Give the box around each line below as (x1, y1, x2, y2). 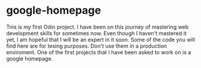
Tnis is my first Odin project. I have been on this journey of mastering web (6, 23, 189, 30)
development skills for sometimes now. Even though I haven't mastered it (6, 29, 187, 36)
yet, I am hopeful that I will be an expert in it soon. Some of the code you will (6, 36, 195, 43)
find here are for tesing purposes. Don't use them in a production (6, 42, 167, 50)
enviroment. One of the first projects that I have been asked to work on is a (6, 48, 191, 55)
